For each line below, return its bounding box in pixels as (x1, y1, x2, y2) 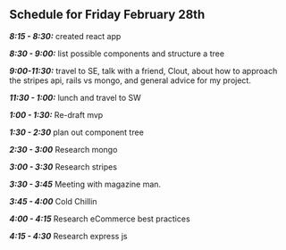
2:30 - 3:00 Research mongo (9, 144, 118, 154)
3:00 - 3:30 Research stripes (9, 161, 118, 172)
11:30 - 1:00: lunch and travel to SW (9, 92, 141, 103)
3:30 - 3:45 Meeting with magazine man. (9, 179, 162, 189)
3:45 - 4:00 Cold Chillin (9, 196, 97, 206)
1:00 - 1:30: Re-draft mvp (9, 109, 104, 120)
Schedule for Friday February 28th (9, 7, 206, 22)
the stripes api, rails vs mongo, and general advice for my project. (9, 75, 252, 86)
